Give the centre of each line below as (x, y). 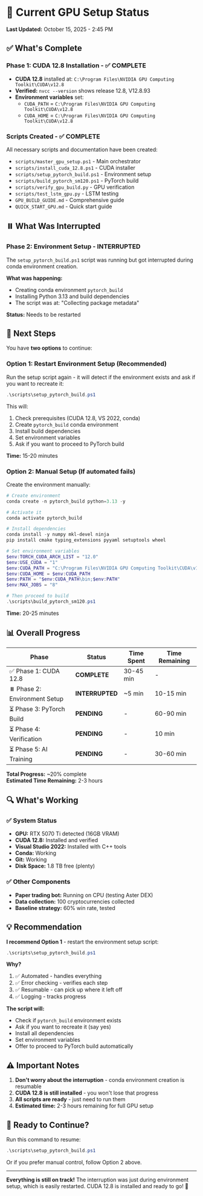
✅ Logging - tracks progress (50, 997)
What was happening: (34, 278)
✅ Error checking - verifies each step (61, 983)
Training (21, 759)
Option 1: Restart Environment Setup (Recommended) (87, 364)
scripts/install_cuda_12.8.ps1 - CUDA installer (75, 168)
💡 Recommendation (44, 927)
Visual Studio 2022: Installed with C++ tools (71, 847)
